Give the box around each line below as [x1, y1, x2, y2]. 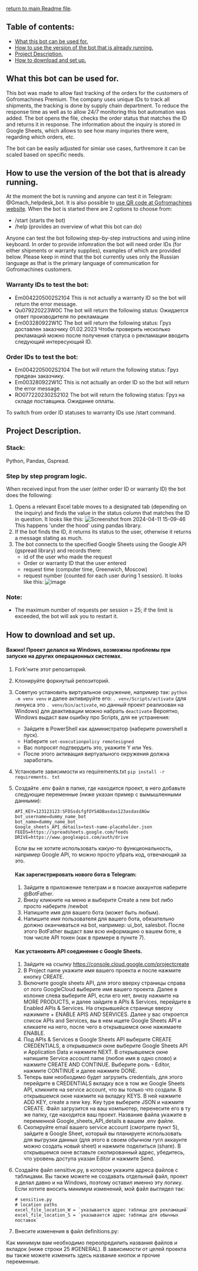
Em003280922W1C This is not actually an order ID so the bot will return [14, 379, 190, 386]
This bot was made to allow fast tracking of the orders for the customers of [6, 89, 189, 96]
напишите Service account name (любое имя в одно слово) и [23, 1055, 177, 1062]
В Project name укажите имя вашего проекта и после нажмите [23, 967, 181, 974]
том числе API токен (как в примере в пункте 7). [23, 934, 146, 941]
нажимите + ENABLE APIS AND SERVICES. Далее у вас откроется [23, 1011, 189, 1018]
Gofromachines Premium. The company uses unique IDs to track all [6, 96, 170, 103]
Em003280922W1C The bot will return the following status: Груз [14, 319, 171, 326]
